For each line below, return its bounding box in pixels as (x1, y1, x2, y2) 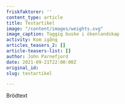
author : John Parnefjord (6, 54, 69, 60)
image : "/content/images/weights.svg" (6, 25, 103, 32)
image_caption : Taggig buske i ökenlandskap (6, 31, 120, 37)
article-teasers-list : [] (6, 48, 71, 54)
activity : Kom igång (6, 37, 58, 43)
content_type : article (6, 14, 63, 20)
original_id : (6, 64, 39, 71)
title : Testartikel (6, 20, 55, 26)
